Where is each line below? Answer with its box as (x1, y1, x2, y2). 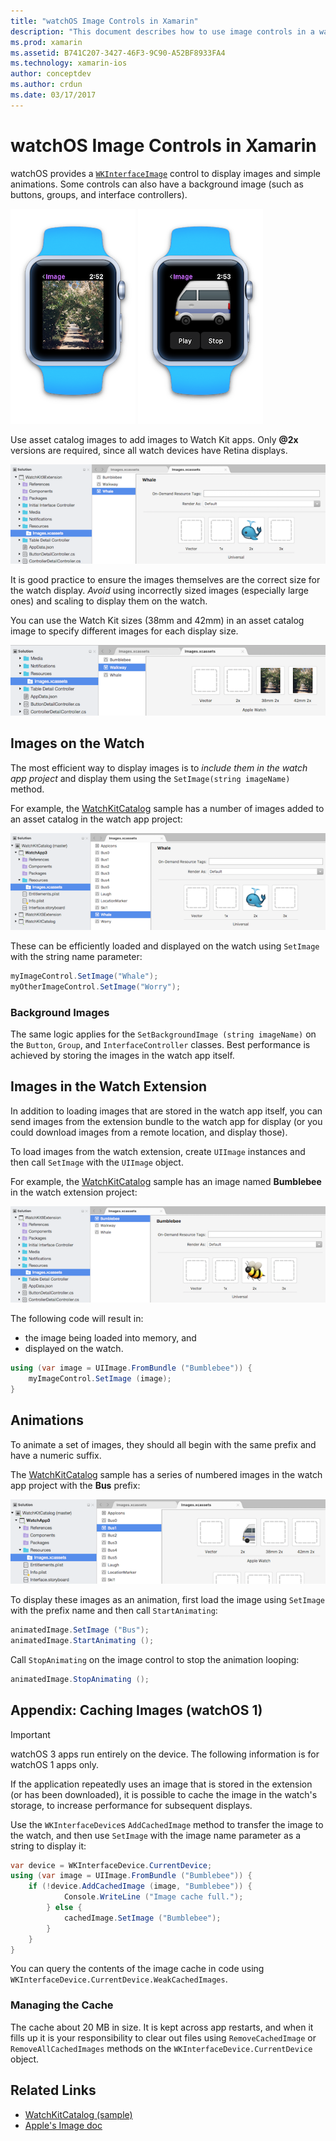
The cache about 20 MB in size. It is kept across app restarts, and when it (10, 2021, 314, 2033)
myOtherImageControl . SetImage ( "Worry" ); (10, 981, 182, 992)
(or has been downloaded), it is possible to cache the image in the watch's (10, 1788, 318, 1800)
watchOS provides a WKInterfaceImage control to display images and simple (10, 167, 321, 179)
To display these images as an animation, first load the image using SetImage (10, 1594, 326, 1606)
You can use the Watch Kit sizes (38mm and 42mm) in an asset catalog (10, 615, 305, 627)
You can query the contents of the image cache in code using (10, 1963, 265, 1975)
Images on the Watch (10, 735, 145, 752)
